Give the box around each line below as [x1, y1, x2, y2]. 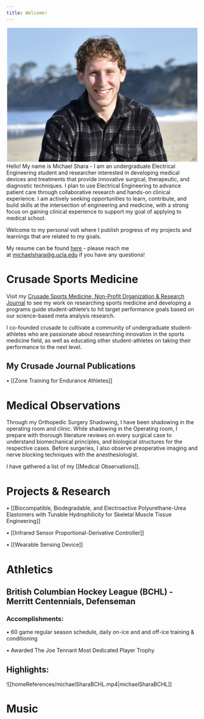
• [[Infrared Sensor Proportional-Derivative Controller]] [6, 529, 144, 537]
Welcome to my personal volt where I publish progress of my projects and [6, 226, 192, 233]
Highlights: [6, 664, 49, 674]
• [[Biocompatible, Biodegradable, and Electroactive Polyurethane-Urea [6, 504, 186, 512]
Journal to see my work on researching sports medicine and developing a [6, 299, 191, 306]
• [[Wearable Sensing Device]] [6, 541, 83, 549]
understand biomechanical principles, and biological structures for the [6, 438, 183, 446]
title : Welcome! [6, 10, 47, 16]
